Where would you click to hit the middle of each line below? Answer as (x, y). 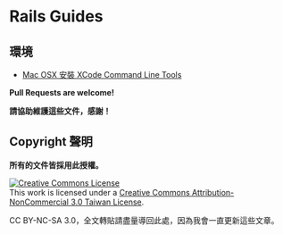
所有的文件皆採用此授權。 (56, 165)
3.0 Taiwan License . (108, 202)
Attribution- (213, 192)
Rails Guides (57, 17)
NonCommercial (39, 202)
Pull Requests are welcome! (62, 92)
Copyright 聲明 (51, 142)
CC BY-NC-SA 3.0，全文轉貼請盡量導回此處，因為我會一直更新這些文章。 (144, 220)
